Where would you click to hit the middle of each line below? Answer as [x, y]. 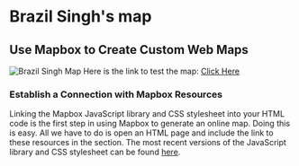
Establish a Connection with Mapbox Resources [116, 94]
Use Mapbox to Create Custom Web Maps [129, 50]
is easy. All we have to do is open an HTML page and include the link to [141, 133]
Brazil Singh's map [81, 17]
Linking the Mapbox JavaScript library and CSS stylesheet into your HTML [147, 114]
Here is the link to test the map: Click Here [162, 71]
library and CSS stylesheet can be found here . [95, 152]
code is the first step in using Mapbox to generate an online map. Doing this [150, 124]
